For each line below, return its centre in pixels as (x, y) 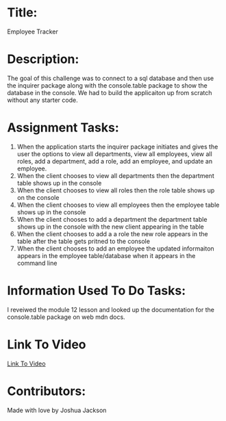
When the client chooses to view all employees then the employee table (118, 205)
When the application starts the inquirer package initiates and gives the (117, 146)
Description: (43, 59)
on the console (38, 197)
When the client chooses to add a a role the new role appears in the (112, 233)
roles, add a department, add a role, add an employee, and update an (115, 161)
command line (37, 263)
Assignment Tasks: (63, 128)
